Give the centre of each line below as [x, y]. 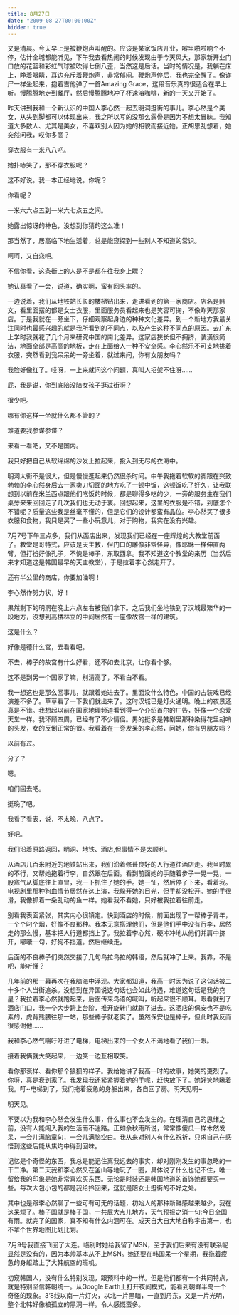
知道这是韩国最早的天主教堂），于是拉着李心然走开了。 [99, 562]
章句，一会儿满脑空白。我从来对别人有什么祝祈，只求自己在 [138, 1137]
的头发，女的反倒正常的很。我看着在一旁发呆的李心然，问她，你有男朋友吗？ [119, 728]
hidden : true [27, 27]
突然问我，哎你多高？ [38, 135]
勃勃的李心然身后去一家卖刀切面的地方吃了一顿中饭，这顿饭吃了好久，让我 [116, 485]
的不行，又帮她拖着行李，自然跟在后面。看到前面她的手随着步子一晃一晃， [116, 873]
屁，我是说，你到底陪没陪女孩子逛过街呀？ [70, 385]
